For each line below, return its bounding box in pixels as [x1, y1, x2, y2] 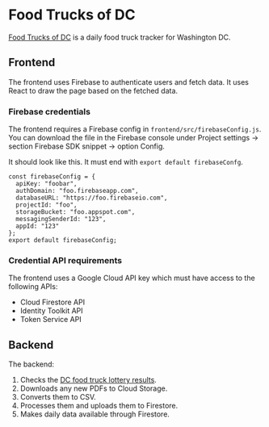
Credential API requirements [8, 254, 123, 266]
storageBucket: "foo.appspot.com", [15, 208, 136, 216]
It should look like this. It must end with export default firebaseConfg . [8, 157, 244, 167]
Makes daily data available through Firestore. [19, 409, 170, 419]
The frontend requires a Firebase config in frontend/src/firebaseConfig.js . [8, 124, 262, 134]
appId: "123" [15, 222, 60, 231]
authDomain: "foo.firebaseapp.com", [15, 187, 139, 195]
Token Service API [19, 315, 82, 324]
